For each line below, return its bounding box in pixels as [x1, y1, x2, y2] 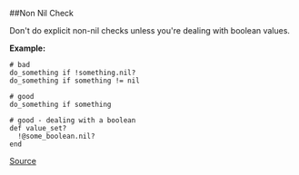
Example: [9, 43, 46, 53]
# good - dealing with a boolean [9, 116, 136, 125]
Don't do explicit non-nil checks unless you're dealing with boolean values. [9, 25, 291, 35]
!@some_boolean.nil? [17, 131, 95, 141]
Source [9, 156, 36, 166]
